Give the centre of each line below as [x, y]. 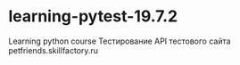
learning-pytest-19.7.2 [93, 16]
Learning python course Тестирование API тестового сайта [120, 41]
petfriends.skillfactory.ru [54, 50]
